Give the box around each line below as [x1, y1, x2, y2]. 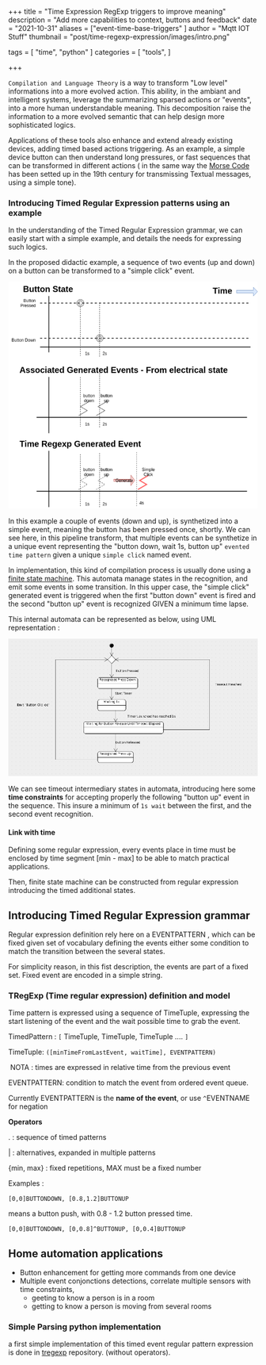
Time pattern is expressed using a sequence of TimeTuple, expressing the [8, 1008, 250, 1018]
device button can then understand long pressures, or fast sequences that [8, 152, 251, 162]
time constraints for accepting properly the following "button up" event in [8, 792, 249, 802]
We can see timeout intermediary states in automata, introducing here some [8, 784, 256, 794]
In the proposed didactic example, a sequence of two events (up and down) [8, 258, 256, 267]
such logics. [8, 242, 48, 252]
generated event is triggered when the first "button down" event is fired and [8, 590, 256, 600]
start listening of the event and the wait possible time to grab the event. [8, 1017, 241, 1026]
